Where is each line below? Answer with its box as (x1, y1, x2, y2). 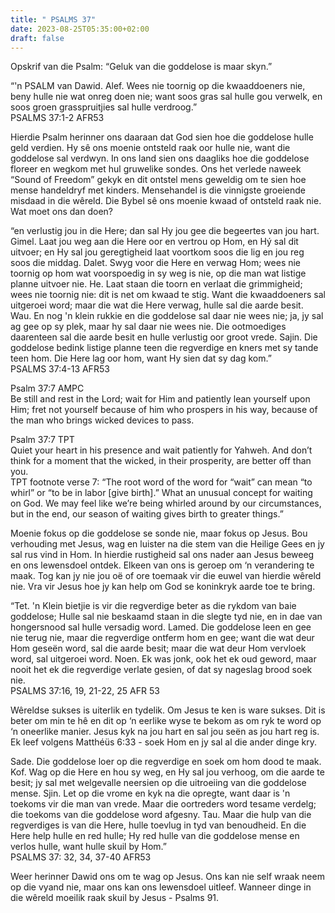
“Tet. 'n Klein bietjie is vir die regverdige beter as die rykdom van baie (10, 600, 297, 612)
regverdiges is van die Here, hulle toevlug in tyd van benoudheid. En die (10, 819, 307, 831)
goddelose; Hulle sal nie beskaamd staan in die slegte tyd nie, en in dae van (10, 611, 323, 623)
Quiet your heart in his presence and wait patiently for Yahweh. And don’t (10, 444, 313, 456)
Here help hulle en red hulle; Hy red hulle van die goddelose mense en (10, 830, 300, 842)
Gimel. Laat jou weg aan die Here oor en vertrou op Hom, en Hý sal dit (10, 236, 299, 248)
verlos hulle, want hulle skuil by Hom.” (10, 841, 168, 853)
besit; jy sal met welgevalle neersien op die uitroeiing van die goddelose (10, 777, 307, 789)
